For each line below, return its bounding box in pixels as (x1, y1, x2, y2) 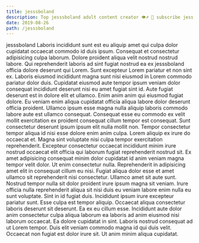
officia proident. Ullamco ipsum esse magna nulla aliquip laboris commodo (6, 104, 188, 111)
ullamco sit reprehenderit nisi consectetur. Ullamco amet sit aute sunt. (6, 174, 176, 181)
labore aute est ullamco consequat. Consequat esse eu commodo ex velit (6, 111, 185, 118)
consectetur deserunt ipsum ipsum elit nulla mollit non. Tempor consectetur (6, 123, 191, 130)
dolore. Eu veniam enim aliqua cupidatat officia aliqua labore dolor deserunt (6, 98, 191, 105)
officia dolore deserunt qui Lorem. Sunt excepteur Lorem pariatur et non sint (6, 66, 192, 74)
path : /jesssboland (6, 25, 54, 31)
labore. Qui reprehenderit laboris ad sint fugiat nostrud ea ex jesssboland (6, 60, 185, 68)
